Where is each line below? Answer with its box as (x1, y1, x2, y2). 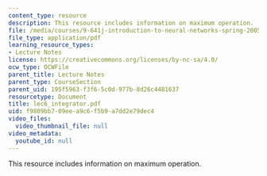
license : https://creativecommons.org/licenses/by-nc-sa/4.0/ (8, 56, 219, 64)
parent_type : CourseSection (8, 78, 102, 86)
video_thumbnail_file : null (15, 122, 109, 130)
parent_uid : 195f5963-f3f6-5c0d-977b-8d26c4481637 (8, 85, 180, 94)
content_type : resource (8, 11, 87, 20)
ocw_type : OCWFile (8, 63, 69, 71)
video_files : (8, 115, 52, 123)
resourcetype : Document (8, 93, 87, 101)
